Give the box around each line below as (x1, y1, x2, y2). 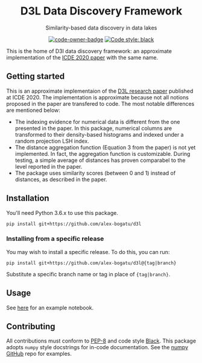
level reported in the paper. (14, 163, 83, 170)
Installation (6, 193, 49, 203)
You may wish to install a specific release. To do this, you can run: (6, 248, 170, 255)
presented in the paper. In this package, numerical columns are (14, 125, 172, 132)
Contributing (6, 321, 55, 332)
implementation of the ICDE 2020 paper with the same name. (6, 54, 159, 61)
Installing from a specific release (6, 235, 104, 243)
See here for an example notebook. (6, 304, 94, 311)
